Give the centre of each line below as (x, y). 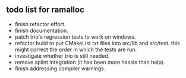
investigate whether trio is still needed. (62, 55)
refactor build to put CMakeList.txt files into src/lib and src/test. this (97, 43)
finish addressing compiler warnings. (60, 68)
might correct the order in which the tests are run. (76, 49)
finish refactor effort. (40, 24)
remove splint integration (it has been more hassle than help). (90, 62)
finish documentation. (41, 30)
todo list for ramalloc (45, 10)
